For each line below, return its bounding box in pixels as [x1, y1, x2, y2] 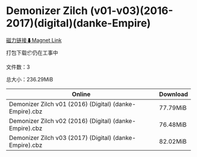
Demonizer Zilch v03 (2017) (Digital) [9, 134, 111, 142]
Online [72, 90, 91, 98]
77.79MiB [159, 104, 187, 112]
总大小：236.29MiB [6, 76, 53, 83]
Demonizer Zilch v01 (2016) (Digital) [9, 100, 111, 108]
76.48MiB [159, 120, 187, 128]
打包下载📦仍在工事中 [6, 49, 59, 56]
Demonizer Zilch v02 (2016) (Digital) [9, 117, 111, 125]
